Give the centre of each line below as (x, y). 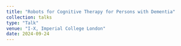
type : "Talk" (22, 23)
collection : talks (29, 17)
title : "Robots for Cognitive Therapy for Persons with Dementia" (91, 12)
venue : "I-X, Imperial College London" (56, 28)
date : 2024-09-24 (28, 34)
